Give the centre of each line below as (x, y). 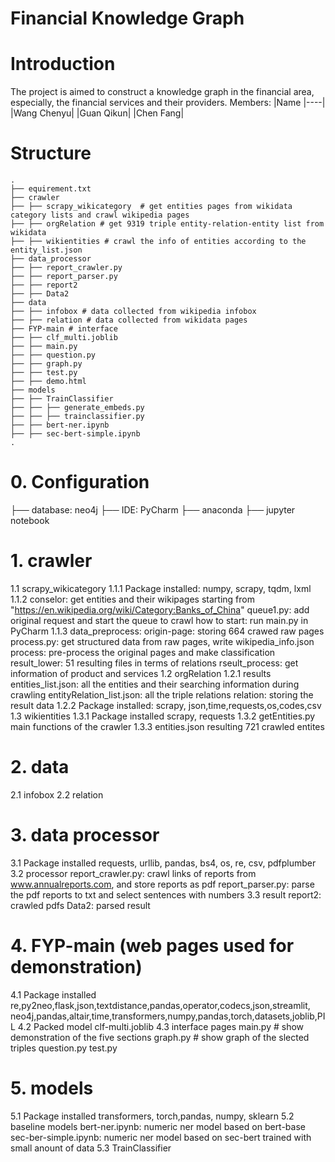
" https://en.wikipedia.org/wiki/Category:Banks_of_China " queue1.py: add (160, 609)
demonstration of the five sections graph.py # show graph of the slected (160, 1037)
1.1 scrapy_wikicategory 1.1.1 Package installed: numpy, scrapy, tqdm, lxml (161, 588)
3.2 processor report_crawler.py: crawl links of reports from (133, 873)
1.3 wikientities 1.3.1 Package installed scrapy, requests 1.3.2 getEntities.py (163, 716)
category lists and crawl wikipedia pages (100, 215)
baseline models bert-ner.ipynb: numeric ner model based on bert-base (158, 1126)
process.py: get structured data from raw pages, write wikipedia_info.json (162, 641)
